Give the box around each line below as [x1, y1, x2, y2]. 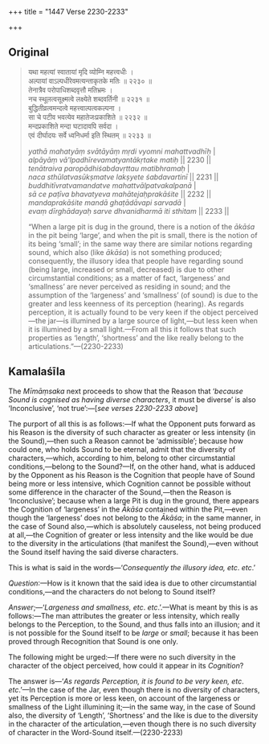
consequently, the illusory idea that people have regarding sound [27, 256, 243, 265]
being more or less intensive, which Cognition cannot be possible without [8, 479, 251, 488]
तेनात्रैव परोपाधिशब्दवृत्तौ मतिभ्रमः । [27, 84, 113, 95]
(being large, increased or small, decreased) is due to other [27, 265, 225, 274]
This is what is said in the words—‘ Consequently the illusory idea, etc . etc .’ [8, 562, 255, 572]
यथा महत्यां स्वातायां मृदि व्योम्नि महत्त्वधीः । [27, 67, 134, 76]
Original [8, 46, 50, 60]
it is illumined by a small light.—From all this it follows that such [27, 324, 237, 334]
